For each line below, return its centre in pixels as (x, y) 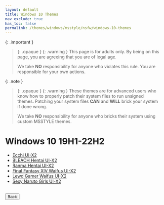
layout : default (22, 10)
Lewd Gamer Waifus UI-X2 (39, 176)
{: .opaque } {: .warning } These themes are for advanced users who (87, 91)
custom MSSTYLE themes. (44, 122)
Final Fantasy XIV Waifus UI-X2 (44, 171)
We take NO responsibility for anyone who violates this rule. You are (86, 67)
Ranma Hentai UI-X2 (33, 165)
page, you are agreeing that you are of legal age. (67, 57)
